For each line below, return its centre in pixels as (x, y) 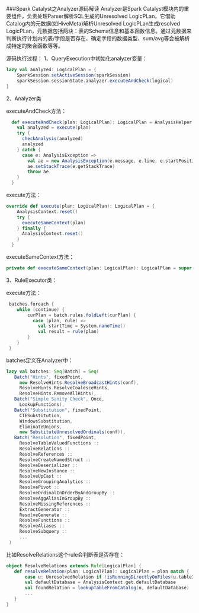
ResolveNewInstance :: (47, 471)
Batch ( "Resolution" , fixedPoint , (55, 438)
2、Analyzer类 (24, 98)
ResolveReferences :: (46, 454)
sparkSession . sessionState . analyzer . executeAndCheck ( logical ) (95, 81)
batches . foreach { (31, 304)
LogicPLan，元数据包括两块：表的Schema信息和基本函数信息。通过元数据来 (99, 31)
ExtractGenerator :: (44, 509)
